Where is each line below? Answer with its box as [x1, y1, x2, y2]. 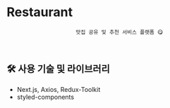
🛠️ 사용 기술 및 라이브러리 [6, 63, 110, 75]
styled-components [16, 93, 75, 101]
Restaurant [6, 4, 73, 20]
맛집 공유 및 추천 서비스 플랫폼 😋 [75, 29, 164, 36]
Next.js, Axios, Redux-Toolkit [16, 85, 101, 93]
